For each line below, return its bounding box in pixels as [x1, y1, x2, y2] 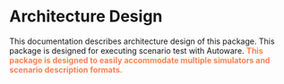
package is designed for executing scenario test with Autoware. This [9, 45, 263, 55]
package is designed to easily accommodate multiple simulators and [9, 55, 271, 65]
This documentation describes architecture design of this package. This [9, 36, 275, 46]
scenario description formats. [9, 64, 123, 75]
